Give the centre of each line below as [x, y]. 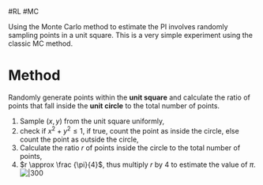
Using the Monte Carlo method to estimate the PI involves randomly [118, 26]
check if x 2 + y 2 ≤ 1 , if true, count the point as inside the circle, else [129, 130]
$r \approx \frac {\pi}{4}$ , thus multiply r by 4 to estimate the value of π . [138, 164]
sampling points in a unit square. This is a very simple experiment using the [131, 35]
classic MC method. [41, 43]
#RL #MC [24, 11]
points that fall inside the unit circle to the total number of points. [114, 105]
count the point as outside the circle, [79, 139]
